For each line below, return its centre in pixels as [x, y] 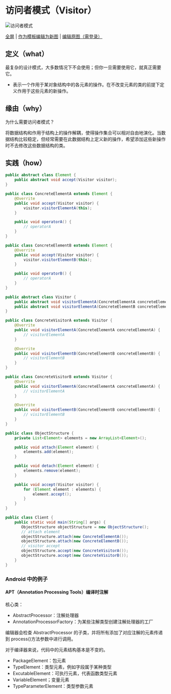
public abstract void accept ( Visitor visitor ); [66, 180]
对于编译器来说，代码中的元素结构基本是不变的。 [56, 650]
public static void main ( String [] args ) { [60, 522]
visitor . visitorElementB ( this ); [58, 260]
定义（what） [27, 54]
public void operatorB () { [43, 274]
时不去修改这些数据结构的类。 [36, 145]
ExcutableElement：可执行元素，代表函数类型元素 [65, 673]
